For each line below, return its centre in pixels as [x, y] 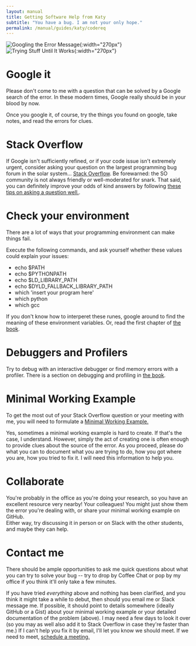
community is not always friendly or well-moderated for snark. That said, [94, 180]
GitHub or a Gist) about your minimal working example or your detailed [91, 611]
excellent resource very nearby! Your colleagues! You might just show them [97, 504]
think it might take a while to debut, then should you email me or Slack [90, 599]
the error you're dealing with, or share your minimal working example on [93, 510]
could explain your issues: [37, 256]
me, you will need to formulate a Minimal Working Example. [78, 421]
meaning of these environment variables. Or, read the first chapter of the [94, 323]
